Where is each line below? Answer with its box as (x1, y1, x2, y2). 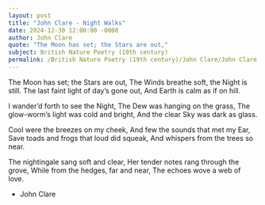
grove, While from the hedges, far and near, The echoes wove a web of (8, 165, 241, 175)
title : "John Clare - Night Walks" (8, 19, 126, 27)
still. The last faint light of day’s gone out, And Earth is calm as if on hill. (8, 85, 241, 95)
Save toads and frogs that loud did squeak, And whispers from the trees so (8, 133, 254, 142)
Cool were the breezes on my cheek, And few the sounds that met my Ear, (8, 124, 251, 135)
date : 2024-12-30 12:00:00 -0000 (8, 26, 119, 34)
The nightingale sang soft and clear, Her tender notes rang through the (8, 157, 240, 166)
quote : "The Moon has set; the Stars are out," (8, 41, 169, 49)
